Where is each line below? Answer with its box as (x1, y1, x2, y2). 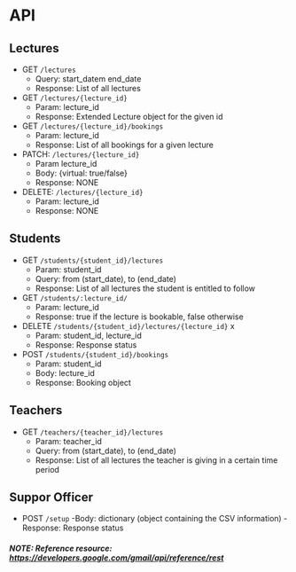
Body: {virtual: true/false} (35, 168, 129, 178)
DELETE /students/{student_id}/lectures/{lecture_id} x (21, 320, 235, 331)
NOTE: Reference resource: (9, 543, 113, 554)
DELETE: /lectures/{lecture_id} (21, 187, 144, 197)
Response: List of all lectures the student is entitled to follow (35, 283, 255, 294)
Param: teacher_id (35, 435, 102, 446)
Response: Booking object (35, 377, 131, 388)
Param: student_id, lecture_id (35, 330, 142, 341)
